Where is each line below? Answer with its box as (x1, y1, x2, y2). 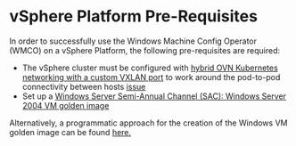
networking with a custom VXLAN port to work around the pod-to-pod (21, 71, 281, 82)
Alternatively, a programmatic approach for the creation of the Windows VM (9, 118, 288, 128)
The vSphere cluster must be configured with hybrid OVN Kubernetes (21, 62, 278, 73)
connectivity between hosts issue (21, 81, 146, 92)
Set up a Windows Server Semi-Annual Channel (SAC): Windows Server (21, 91, 287, 101)
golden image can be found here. (9, 126, 132, 137)
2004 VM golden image (21, 100, 110, 110)
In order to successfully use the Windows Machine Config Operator (9, 36, 257, 46)
